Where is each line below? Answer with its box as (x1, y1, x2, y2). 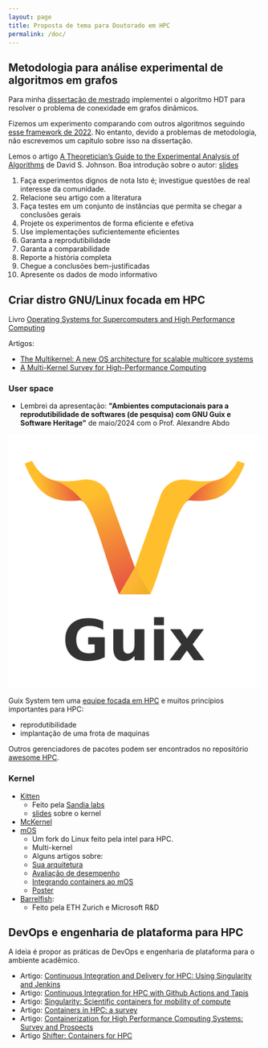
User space (8, 382, 54, 394)
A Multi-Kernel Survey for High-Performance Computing (19, 363, 207, 372)
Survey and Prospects (19, 1022, 94, 1032)
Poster (31, 885, 55, 895)
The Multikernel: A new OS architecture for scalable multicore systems (19, 354, 254, 364)
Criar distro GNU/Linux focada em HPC (8, 293, 206, 307)
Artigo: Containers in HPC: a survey (19, 1005, 138, 1015)
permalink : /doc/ (8, 30, 67, 38)
